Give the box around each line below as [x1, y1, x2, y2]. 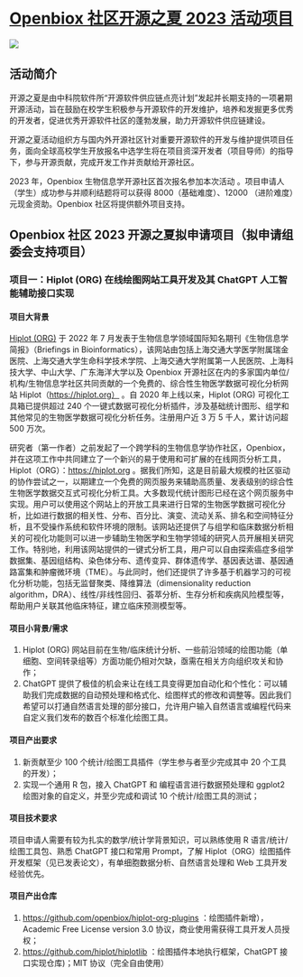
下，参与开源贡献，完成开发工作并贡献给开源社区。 [9, 156, 199, 167]
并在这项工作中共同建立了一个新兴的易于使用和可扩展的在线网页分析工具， [9, 453, 286, 465]
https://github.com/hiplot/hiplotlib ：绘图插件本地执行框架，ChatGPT [22, 946, 278, 957]
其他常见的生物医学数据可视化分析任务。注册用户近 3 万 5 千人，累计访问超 [9, 412, 289, 423]
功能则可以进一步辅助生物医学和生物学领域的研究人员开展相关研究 [48, 533, 294, 544]
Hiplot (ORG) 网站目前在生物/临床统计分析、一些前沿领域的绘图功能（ [22, 645, 280, 656]
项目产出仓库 [9, 890, 57, 901]
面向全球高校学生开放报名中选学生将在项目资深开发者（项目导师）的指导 [24, 145, 294, 156]
